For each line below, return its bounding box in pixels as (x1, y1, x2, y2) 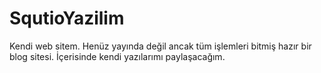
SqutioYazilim (9, 7, 125, 30)
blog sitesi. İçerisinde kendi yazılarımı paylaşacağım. (9, 50, 226, 62)
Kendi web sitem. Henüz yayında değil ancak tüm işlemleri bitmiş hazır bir (9, 40, 312, 52)
